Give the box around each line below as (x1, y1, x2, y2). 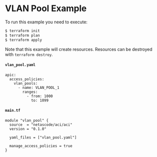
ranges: (22, 89, 38, 94)
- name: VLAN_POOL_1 (17, 85, 60, 90)
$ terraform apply (5, 37, 42, 42)
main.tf (5, 108, 21, 113)
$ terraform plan (5, 33, 40, 38)
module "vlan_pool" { (5, 118, 49, 123)
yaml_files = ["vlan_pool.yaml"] (9, 135, 77, 140)
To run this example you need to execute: (5, 19, 88, 25)
